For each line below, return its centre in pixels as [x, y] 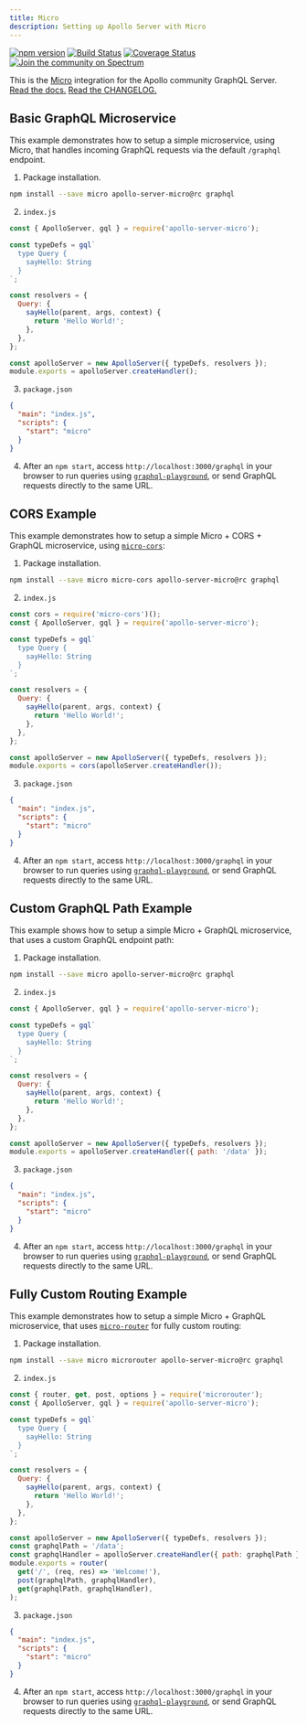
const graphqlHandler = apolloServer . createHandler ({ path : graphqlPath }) [157, 1555]
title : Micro [34, 18]
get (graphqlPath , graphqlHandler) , [85, 1589]
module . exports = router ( [58, 1564]
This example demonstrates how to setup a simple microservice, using [143, 140]
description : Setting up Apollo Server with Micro [108, 27]
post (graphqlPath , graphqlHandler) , [87, 1580]
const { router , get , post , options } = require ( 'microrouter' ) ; [137, 1395]
